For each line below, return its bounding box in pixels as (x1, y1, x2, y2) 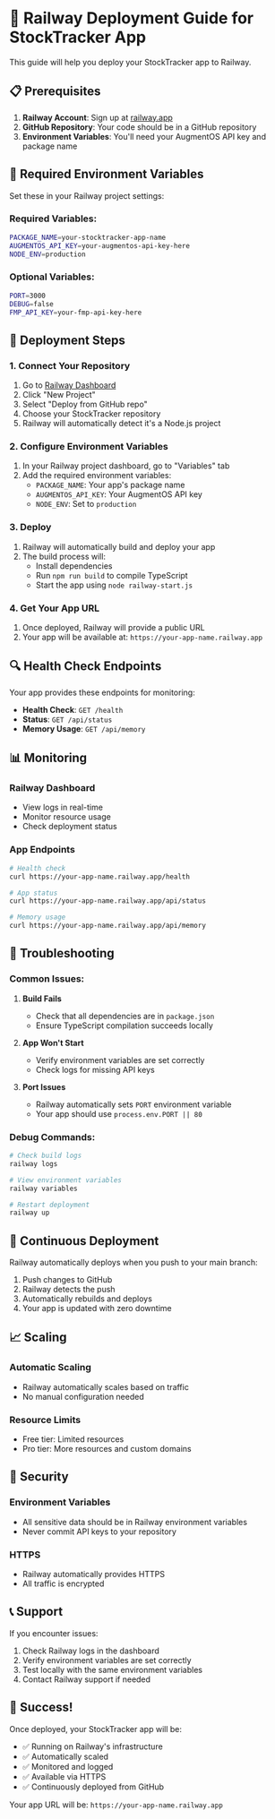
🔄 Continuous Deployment (9, 1233, 159, 1248)
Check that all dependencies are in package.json (35, 1010, 215, 1021)
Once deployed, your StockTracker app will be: (9, 1723, 182, 1734)
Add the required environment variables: (21, 470, 172, 481)
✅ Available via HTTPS (21, 1771, 107, 1781)
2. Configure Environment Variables (9, 441, 168, 453)
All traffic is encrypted (21, 1578, 105, 1589)
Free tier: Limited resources (21, 1434, 125, 1445)
